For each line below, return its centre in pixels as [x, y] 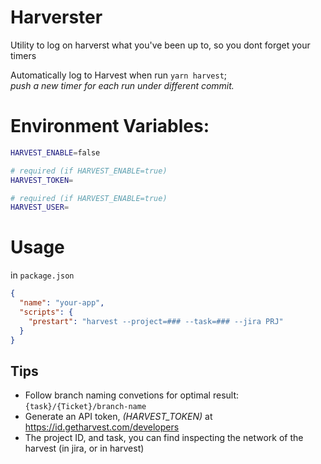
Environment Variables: [110, 126]
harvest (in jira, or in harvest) [84, 448]
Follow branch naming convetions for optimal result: [132, 395]
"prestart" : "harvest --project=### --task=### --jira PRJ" [156, 321]
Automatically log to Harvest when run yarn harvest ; [119, 75]
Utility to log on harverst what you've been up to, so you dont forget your [160, 45]
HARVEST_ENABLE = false [55, 152]
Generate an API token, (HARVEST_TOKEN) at [118, 417]
